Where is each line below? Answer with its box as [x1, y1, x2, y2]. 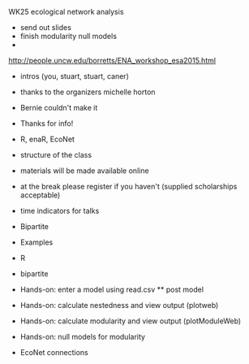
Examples [19, 237, 54, 247]
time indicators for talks [19, 206, 100, 215]
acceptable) [19, 190, 61, 200]
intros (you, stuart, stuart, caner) [19, 71, 130, 80]
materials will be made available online [19, 166, 149, 175]
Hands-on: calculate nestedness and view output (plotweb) [19, 301, 219, 310]
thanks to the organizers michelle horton [19, 87, 156, 97]
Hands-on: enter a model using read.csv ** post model [19, 284, 204, 294]
